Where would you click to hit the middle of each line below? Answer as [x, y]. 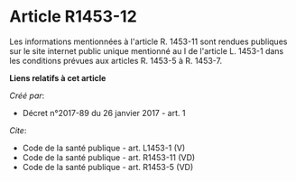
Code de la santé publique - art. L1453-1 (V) [104, 148]
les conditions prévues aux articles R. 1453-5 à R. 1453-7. [116, 60]
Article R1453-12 [73, 17]
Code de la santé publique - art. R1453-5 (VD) [108, 167]
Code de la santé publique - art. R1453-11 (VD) [109, 157]
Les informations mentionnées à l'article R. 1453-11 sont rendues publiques [148, 41]
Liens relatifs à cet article [58, 77]
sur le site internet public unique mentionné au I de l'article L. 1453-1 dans [147, 50]
